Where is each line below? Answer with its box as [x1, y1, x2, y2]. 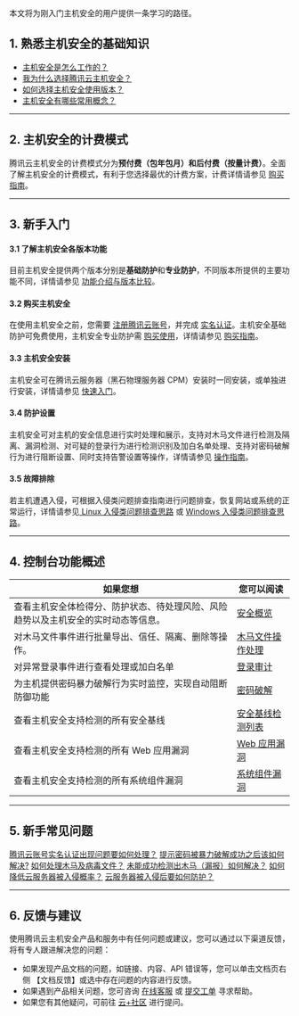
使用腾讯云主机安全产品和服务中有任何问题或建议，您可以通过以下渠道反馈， [9, 933, 290, 944]
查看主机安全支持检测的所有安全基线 [13, 714, 166, 726]
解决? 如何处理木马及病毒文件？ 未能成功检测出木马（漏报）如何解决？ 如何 [9, 860, 285, 871]
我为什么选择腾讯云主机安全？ [21, 72, 132, 83]
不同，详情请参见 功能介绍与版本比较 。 [16, 276, 160, 287]
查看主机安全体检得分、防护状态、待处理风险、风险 [13, 600, 229, 613]
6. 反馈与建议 [9, 908, 82, 923]
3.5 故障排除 [9, 474, 55, 484]
